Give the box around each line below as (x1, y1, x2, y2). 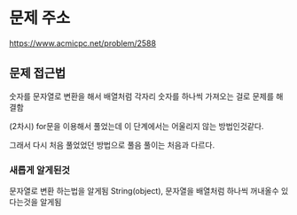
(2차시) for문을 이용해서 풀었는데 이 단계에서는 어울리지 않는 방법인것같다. (9, 120, 264, 131)
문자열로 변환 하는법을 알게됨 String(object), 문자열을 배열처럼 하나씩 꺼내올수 (9, 186, 279, 196)
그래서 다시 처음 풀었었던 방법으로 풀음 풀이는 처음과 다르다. (9, 139, 215, 150)
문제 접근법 (9, 65, 66, 81)
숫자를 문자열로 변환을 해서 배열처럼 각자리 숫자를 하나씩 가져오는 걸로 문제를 (9, 90, 275, 102)
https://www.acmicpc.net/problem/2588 (9, 37, 157, 49)
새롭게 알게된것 (9, 164, 71, 176)
